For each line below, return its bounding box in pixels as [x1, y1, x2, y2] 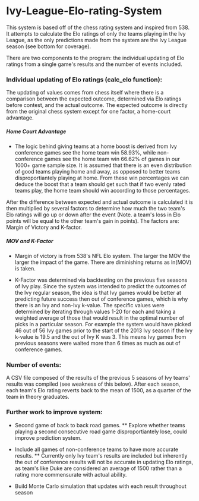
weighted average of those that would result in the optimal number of [14, 314, 185, 322]
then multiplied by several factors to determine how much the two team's [6, 205, 185, 212]
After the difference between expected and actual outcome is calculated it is [6, 198, 193, 206]
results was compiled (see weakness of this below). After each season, [6, 380, 181, 387]
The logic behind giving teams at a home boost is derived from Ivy [14, 143, 177, 150]
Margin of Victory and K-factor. [6, 224, 82, 231]
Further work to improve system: [6, 408, 103, 417]
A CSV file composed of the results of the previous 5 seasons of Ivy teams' [6, 374, 190, 382]
